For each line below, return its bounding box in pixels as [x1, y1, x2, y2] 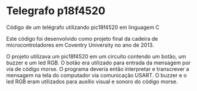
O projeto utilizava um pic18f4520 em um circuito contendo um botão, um [6, 53, 186, 60]
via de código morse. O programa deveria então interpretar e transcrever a [6, 65, 189, 72]
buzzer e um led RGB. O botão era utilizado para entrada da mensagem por [6, 59, 191, 66]
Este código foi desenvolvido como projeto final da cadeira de [6, 35, 158, 42]
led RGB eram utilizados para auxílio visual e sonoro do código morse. [6, 78, 178, 85]
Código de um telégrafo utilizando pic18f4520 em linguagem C [6, 24, 160, 31]
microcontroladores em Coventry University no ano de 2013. [6, 41, 154, 48]
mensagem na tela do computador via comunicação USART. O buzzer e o [6, 71, 187, 79]
